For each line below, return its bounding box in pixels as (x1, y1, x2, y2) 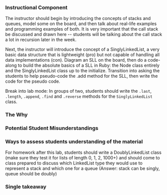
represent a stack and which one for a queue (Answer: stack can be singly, (5, 165, 160, 171)
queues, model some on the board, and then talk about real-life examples (5, 21, 157, 27)
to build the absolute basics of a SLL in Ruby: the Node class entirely (18, 62, 159, 69)
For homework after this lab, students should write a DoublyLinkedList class (5, 149, 162, 155)
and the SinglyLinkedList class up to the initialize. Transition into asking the (5, 68, 160, 74)
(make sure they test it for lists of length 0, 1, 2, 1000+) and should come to (5, 155, 160, 161)
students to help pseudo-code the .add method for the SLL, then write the (5, 73, 158, 79)
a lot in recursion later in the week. (5, 37, 77, 43)
